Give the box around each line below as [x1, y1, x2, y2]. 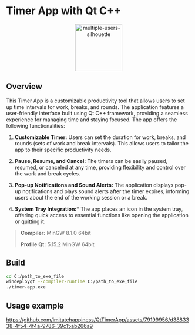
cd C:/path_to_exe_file [6, 273, 65, 279]
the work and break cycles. [14, 170, 80, 177]
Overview [6, 81, 43, 92]
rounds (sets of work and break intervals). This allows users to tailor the [14, 140, 189, 147]
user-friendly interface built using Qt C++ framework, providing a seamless [6, 110, 188, 117]
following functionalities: [6, 122, 66, 129]
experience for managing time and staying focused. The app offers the [6, 116, 177, 123]
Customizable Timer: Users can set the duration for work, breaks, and [14, 134, 186, 141]
